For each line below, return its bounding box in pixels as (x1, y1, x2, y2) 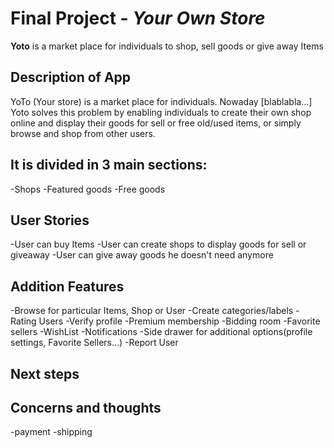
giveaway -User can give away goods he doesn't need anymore (10, 249, 274, 261)
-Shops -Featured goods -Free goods (10, 183, 166, 195)
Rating (10, 315, 37, 327)
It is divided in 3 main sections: (10, 157, 208, 174)
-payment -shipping (10, 426, 93, 438)
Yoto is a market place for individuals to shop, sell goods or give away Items (10, 40, 324, 52)
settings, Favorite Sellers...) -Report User (10, 337, 179, 349)
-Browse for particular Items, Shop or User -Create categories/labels (10, 305, 294, 317)
